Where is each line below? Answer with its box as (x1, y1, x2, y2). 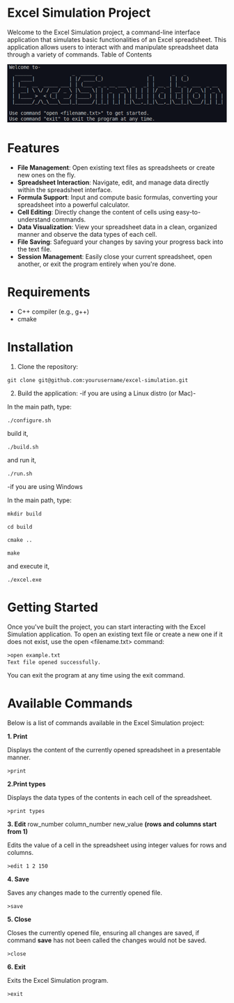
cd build (7, 523, 33, 530)
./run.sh (7, 470, 33, 477)
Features (7, 140, 60, 156)
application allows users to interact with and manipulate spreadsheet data (7, 43, 219, 51)
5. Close (7, 915, 31, 923)
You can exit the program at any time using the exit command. (7, 671, 185, 679)
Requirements (7, 284, 91, 300)
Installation (7, 339, 74, 355)
